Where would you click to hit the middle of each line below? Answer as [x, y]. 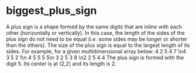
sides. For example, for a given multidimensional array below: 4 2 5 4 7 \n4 [96, 51]
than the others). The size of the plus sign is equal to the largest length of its [98, 45]
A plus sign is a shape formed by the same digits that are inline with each [94, 27]
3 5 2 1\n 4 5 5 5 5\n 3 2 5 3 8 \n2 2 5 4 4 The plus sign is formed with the [95, 57]
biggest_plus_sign [51, 11]
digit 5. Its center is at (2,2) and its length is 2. [61, 63]
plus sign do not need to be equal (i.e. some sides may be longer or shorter [97, 39]
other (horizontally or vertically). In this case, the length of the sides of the [96, 32]
